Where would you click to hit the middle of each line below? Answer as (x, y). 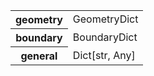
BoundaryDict (105, 37)
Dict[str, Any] (104, 55)
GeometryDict (105, 19)
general (39, 56)
